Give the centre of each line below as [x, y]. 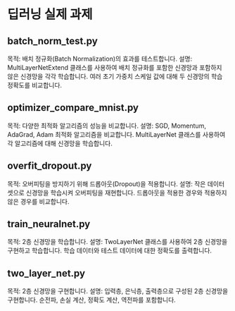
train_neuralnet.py [49, 224]
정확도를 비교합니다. [34, 85]
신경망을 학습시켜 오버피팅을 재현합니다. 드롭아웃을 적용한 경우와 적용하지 [126, 193]
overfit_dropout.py [50, 166]
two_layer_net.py [46, 273]
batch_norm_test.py [53, 41]
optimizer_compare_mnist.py [73, 108]
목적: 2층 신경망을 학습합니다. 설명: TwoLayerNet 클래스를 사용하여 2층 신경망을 [118, 242]
